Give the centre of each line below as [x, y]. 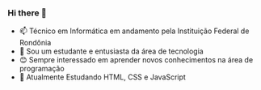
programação [42, 69]
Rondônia [35, 43]
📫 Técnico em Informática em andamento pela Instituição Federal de [134, 31]
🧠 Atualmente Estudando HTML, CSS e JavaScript [103, 77]
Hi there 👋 [27, 13]
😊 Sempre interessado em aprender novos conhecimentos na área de [136, 60]
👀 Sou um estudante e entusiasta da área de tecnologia [111, 51]
